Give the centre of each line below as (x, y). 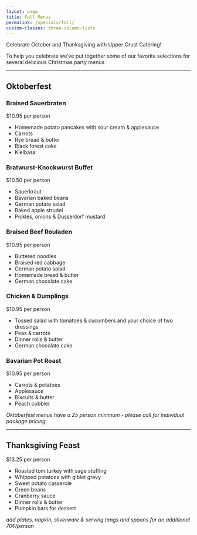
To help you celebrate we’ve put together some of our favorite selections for (98, 56)
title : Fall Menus (28, 17)
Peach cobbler (32, 404)
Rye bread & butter (37, 139)
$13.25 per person (28, 459)
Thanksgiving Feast (43, 445)
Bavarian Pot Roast (34, 360)
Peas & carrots (32, 333)
